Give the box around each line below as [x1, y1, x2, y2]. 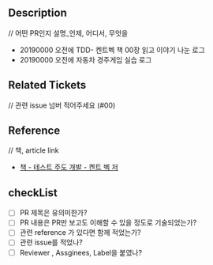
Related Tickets [8, 78, 87, 92]
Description [8, 6, 67, 20]
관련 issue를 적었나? [19, 237, 83, 248]
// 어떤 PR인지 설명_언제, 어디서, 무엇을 [8, 28, 129, 38]
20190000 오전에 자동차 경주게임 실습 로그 [19, 55, 152, 64]
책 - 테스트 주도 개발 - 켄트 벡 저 [19, 162, 118, 172]
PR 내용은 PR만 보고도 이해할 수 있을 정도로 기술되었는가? [19, 218, 197, 228]
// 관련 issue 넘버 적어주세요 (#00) [8, 100, 116, 110]
